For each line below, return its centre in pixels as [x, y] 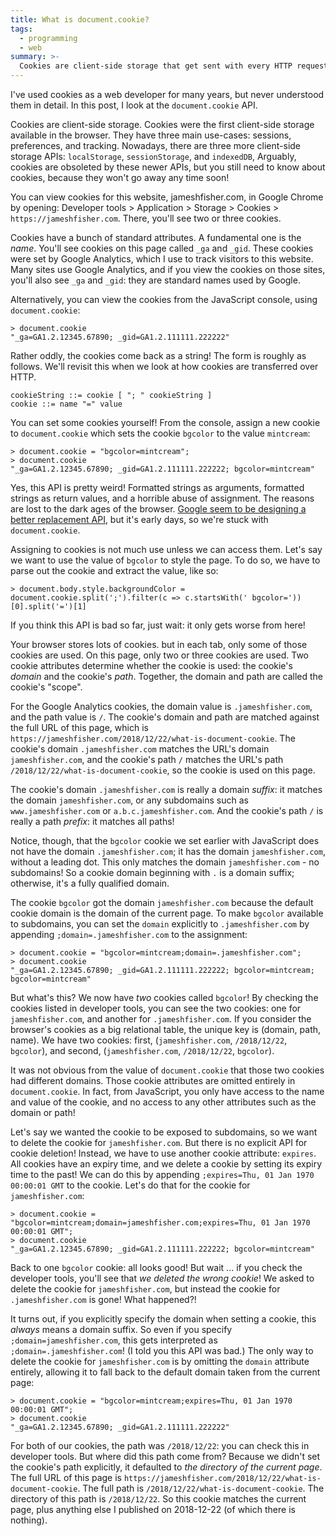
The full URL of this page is [66, 1477]
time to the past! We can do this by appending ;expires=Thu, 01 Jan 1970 [162, 1174]
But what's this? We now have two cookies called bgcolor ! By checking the [164, 997]
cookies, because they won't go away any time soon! [120, 177]
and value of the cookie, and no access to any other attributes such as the [163, 1102]
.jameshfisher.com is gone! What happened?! [103, 1299]
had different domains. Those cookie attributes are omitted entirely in [153, 1080]
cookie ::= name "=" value [66, 404]
